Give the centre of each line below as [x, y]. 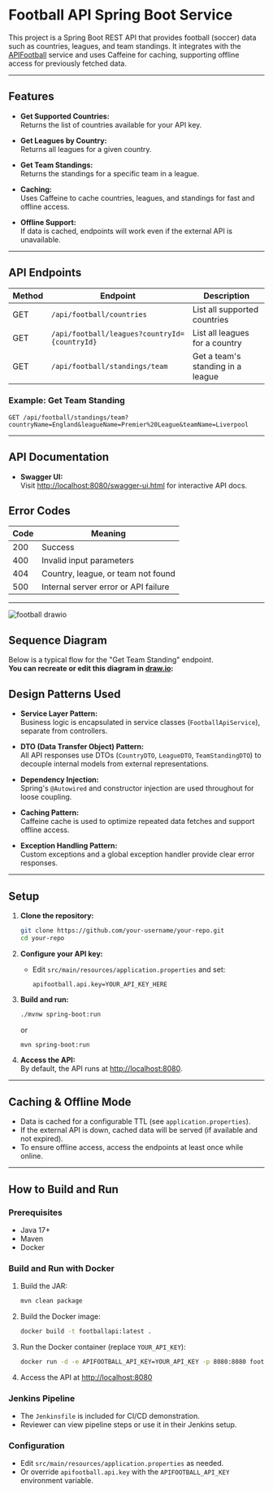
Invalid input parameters [88, 561]
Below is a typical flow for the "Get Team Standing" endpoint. [111, 660]
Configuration [37, 1446]
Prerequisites [35, 1212]
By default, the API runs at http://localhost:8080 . [101, 1069]
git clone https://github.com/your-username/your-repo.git [122, 930]
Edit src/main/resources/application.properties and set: [129, 969]
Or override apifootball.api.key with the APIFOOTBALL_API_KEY [125, 1472]
